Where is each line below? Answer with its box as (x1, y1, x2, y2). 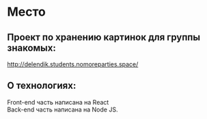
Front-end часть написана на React (7, 98, 109, 106)
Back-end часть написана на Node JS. (7, 105, 118, 114)
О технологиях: (7, 80, 77, 92)
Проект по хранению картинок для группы (7, 31, 200, 43)
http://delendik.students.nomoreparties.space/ (7, 60, 139, 68)
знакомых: (7, 42, 56, 53)
